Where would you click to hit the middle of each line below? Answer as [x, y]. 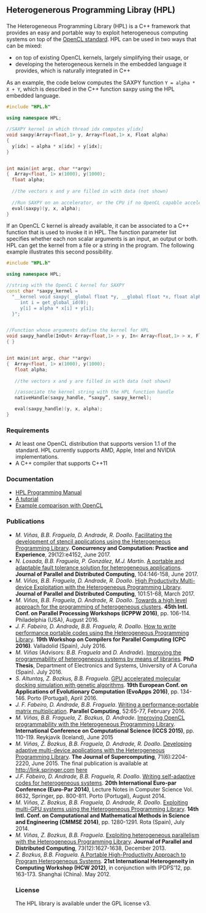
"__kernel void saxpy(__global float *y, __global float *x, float [100, 297]
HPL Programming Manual [48, 492]
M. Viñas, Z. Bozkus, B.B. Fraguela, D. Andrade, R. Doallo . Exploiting [101, 802]
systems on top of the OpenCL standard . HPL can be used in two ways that [101, 39]
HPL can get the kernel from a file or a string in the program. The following [100, 246]
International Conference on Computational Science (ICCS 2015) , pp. [105, 731]
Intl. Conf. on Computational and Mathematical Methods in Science [102, 815]
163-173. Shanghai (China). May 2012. [63, 874]
